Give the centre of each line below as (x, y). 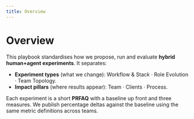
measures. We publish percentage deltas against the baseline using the (92, 104)
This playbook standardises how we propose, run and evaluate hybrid (91, 57)
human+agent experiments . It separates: (57, 63)
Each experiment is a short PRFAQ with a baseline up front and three (89, 98)
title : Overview (26, 11)
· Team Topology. (35, 80)
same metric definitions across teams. (52, 110)
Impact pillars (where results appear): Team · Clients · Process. (91, 87)
